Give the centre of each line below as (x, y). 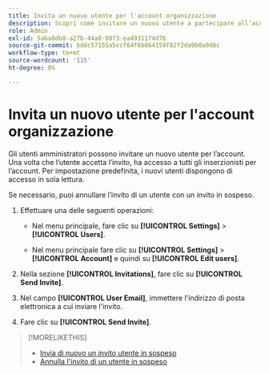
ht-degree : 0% (32, 68)
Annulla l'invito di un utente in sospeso (104, 361)
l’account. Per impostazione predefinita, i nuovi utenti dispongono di (120, 171)
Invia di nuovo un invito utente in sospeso (108, 352)
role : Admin (28, 30)
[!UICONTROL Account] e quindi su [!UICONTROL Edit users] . (136, 258)
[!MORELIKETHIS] (57, 337)
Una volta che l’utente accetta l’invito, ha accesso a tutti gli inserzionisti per (132, 162)
